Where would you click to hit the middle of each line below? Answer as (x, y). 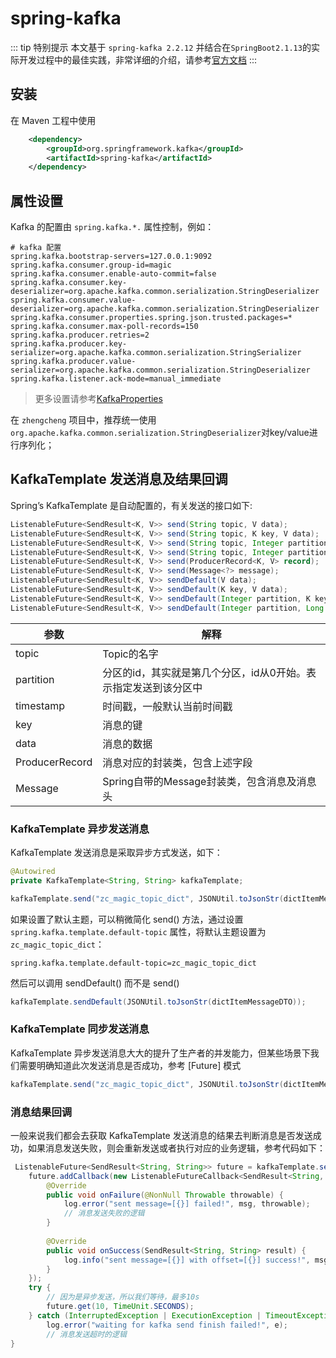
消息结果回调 (41, 1112)
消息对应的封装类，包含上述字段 (177, 762)
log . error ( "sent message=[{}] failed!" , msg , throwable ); (187, 1204)
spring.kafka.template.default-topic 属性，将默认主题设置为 (138, 931)
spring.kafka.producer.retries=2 (80, 335)
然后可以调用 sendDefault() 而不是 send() (95, 983)
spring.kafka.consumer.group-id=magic (91, 265)
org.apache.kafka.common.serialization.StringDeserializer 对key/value (160, 433)
